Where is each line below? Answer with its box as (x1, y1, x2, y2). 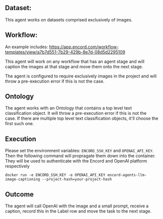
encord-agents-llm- (107, 173, 147, 178)
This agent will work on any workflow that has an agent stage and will (5, 58, 145, 64)
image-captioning (5, 177, 40, 182)
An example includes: (5, 44, 49, 50)
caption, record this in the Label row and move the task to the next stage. (5, 208, 152, 214)
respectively (5, 163, 30, 169)
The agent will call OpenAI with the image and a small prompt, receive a (5, 203, 149, 209)
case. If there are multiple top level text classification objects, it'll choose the (5, 115, 159, 121)
